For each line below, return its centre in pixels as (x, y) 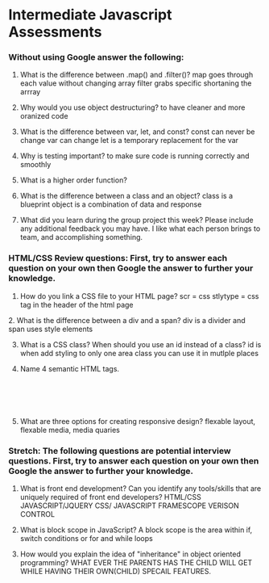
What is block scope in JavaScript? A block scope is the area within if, (136, 530)
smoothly (35, 165)
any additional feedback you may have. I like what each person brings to (140, 229)
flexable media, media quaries (70, 430)
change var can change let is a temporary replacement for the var (129, 141)
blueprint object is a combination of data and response (111, 204)
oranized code (44, 116)
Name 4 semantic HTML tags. (69, 368)
